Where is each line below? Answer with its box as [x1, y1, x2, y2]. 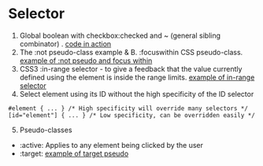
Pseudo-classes [19, 125, 72, 135]
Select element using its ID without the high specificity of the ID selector [19, 89, 254, 98]
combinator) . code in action [19, 39, 112, 48]
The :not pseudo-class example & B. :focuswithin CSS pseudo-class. [19, 47, 243, 57]
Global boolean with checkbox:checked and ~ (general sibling [19, 31, 221, 40]
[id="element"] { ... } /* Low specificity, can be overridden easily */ [8, 111, 256, 119]
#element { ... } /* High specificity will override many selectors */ [8, 104, 248, 113]
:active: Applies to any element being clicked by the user [19, 140, 203, 149]
